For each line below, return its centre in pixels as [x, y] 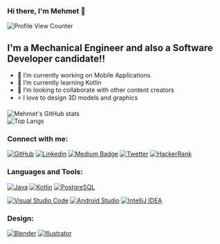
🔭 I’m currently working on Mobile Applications [84, 75]
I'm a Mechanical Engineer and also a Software [110, 48]
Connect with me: [38, 139]
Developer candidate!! [56, 58]
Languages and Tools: [45, 172]
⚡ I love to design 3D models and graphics [77, 98]
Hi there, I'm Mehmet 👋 [46, 11]
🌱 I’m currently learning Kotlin [59, 83]
